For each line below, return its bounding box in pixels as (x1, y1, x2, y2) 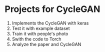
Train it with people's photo (11, 30, 68, 36)
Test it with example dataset (11, 25, 70, 31)
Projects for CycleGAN (4, 3, 100, 15)
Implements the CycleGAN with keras (11, 20, 89, 26)
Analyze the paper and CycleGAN (11, 41, 81, 47)
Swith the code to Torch (11, 36, 61, 42)
